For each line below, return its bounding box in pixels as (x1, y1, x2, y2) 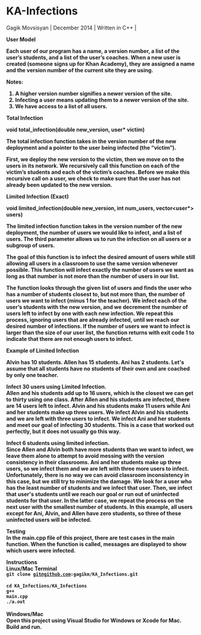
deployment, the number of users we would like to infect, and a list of (6, 229, 182, 236)
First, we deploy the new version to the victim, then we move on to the (6, 155, 184, 163)
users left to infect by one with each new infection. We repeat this (6, 310, 173, 317)
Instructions (6, 558, 38, 566)
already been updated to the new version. (6, 181, 113, 188)
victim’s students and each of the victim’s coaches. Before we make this (6, 168, 190, 176)
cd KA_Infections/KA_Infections (6, 583, 87, 589)
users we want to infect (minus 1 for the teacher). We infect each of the (6, 296, 187, 304)
